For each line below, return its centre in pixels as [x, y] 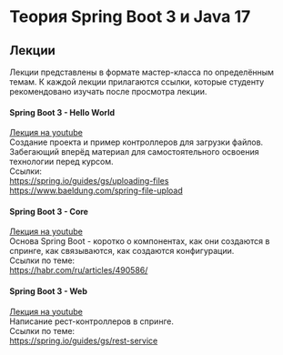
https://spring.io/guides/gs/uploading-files [89, 181]
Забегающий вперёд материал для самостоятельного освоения [134, 152]
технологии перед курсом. [61, 162]
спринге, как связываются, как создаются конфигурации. [122, 251]
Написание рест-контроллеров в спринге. [92, 321]
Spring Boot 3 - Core [49, 211]
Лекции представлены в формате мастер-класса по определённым [142, 72]
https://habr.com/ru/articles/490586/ [79, 270]
